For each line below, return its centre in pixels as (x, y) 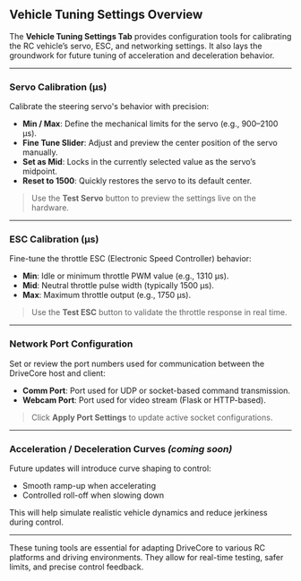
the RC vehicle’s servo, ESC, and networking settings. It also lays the (136, 46)
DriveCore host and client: (57, 373)
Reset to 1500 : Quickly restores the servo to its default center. (137, 181)
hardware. (50, 208)
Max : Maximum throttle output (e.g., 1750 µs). (106, 295)
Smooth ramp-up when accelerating (89, 486)
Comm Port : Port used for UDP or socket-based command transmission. (156, 390)
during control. (37, 522)
